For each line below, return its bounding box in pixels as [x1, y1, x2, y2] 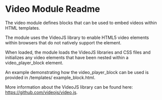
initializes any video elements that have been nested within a [5, 54, 128, 60]
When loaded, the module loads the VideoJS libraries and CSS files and [5, 49, 151, 55]
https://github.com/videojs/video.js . [5, 89, 78, 95]
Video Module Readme [5, 3, 100, 15]
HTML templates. [5, 25, 40, 31]
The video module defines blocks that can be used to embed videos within [5, 20, 157, 26]
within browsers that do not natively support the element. [5, 39, 122, 45]
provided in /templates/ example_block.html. [5, 74, 95, 80]
